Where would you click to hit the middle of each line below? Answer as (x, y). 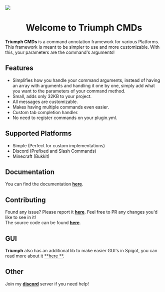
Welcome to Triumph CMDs (84, 28)
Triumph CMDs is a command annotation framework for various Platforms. (82, 41)
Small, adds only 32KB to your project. (52, 96)
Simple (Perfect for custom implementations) (58, 145)
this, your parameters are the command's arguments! (60, 52)
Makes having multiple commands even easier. (60, 107)
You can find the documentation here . (44, 184)
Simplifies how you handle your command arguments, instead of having (86, 80)
